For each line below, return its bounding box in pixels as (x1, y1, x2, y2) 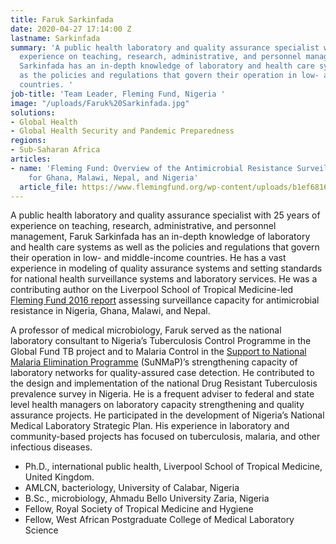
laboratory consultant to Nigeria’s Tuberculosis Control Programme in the (10, 335, 312, 347)
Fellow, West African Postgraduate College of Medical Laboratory (24, 514, 295, 526)
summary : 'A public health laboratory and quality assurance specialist (10, 42, 320, 53)
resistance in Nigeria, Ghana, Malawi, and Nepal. (10, 305, 211, 317)
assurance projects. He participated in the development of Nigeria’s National (10, 409, 325, 421)
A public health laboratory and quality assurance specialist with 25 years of (10, 209, 321, 221)
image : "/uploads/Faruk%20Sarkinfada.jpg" (10, 98, 190, 108)
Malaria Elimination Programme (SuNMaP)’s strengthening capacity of (10, 356, 298, 368)
